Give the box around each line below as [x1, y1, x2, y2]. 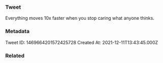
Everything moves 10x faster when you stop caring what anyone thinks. [5, 15, 155, 21]
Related [5, 52, 25, 59]
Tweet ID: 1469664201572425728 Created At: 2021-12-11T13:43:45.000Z [5, 39, 158, 45]
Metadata [5, 28, 29, 35]
